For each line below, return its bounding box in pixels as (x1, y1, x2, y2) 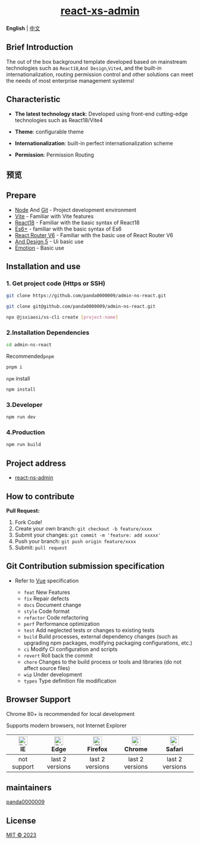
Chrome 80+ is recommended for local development (6, 710, 135, 717)
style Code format (23, 608, 70, 615)
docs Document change (23, 601, 82, 608)
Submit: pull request (14, 544, 67, 551)
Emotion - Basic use (14, 244, 64, 251)
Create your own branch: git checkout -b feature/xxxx (14, 525, 152, 532)
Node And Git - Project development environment (14, 206, 137, 213)
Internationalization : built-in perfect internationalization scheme (14, 139, 174, 147)
